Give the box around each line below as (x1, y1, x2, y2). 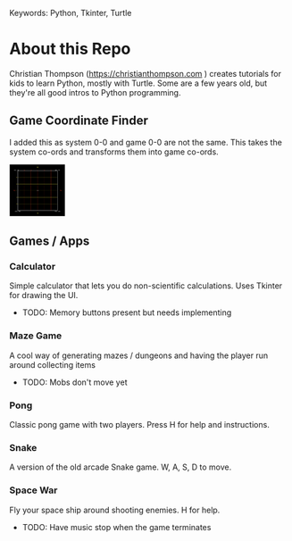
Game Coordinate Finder (9, 113, 149, 129)
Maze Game (9, 329, 63, 342)
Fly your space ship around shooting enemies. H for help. (9, 504, 221, 515)
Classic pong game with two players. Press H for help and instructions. (9, 420, 270, 430)
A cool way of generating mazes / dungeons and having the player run (9, 350, 269, 361)
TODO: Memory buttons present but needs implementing (21, 307, 232, 318)
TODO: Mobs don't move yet (21, 377, 128, 387)
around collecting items (9, 359, 96, 370)
